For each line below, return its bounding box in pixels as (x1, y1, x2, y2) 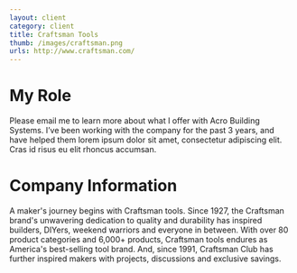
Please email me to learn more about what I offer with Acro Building (9, 115, 260, 126)
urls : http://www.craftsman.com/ (9, 47, 135, 56)
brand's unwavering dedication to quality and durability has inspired (9, 215, 263, 225)
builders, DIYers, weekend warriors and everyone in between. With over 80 (9, 224, 289, 235)
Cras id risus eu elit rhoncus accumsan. (9, 144, 157, 155)
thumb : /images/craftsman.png (9, 38, 124, 48)
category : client (9, 22, 75, 31)
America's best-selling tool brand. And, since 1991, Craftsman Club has (9, 244, 274, 254)
